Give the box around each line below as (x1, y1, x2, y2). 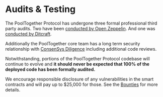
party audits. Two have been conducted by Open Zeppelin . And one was (5, 25, 155, 31)
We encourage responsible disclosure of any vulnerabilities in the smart (5, 76, 154, 82)
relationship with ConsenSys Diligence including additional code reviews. (5, 46, 157, 52)
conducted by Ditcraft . (5, 31, 52, 37)
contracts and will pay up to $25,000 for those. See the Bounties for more (5, 81, 158, 87)
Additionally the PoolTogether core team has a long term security (5, 40, 140, 46)
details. (5, 86, 21, 92)
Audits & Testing (5, 4, 76, 15)
